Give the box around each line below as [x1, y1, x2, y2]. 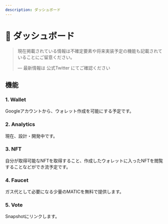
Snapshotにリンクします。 [5, 213, 60, 219]
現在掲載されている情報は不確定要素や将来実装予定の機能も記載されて [17, 48, 162, 54]
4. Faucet [5, 176, 29, 183]
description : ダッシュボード [5, 7, 61, 12]
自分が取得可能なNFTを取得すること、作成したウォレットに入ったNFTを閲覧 [5, 157, 163, 163]
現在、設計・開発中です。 [5, 133, 58, 139]
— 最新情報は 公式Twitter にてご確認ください [17, 64, 111, 70]
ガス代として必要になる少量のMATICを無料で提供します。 [5, 188, 124, 195]
